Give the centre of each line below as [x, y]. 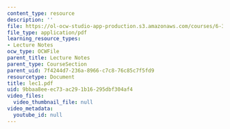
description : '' [30, 20]
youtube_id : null [38, 115]
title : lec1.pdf [30, 83]
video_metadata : [30, 109]
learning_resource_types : [44, 39]
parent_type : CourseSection [47, 64]
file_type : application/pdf [47, 32]
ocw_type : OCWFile [33, 52]
